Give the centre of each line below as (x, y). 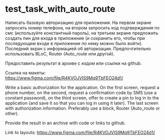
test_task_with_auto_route (60, 9)
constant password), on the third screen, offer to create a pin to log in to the (82, 98)
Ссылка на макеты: (25, 72)
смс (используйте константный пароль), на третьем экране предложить (82, 33)
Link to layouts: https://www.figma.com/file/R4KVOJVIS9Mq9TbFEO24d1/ (80, 132)
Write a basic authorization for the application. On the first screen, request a (82, 87)
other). (12, 113)
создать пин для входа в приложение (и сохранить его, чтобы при (75, 38)
